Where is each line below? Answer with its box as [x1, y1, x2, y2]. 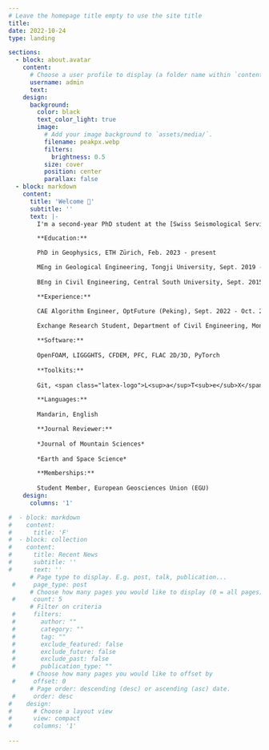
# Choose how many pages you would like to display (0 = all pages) [29, 588, 263, 596]
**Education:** [37, 234, 88, 243]
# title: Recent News [8, 550, 98, 559]
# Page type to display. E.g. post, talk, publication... [29, 573, 227, 581]
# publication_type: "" [11, 663, 113, 671]
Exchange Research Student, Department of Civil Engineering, [37, 322, 249, 330]
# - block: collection [8, 536, 88, 544]
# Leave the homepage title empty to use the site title [8, 11, 203, 20]
